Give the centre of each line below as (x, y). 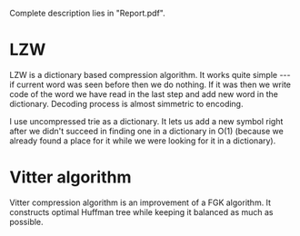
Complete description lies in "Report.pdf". (87, 13)
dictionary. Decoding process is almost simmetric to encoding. (126, 103)
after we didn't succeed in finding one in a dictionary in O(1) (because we (146, 131)
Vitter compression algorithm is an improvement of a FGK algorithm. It (140, 202)
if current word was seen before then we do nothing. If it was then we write (150, 84)
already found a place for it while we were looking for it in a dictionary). (143, 141)
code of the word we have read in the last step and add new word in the (144, 93)
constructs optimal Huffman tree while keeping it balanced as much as (141, 211)
